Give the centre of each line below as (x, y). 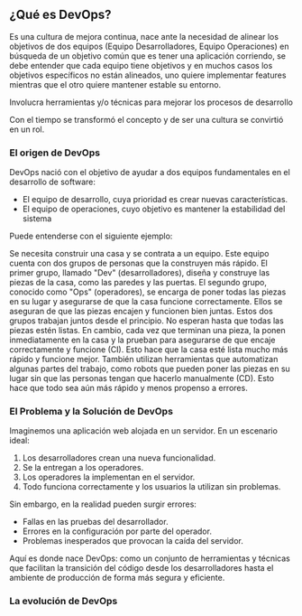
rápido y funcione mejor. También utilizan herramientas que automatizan (144, 359)
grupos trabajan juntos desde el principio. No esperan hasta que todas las (146, 321)
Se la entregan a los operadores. (83, 468)
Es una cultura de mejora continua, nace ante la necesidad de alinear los (144, 36)
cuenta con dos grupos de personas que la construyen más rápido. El (138, 263)
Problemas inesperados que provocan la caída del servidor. (133, 541)
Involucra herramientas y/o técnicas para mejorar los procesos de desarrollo (151, 102)
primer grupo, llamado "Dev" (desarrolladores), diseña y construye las (140, 273)
